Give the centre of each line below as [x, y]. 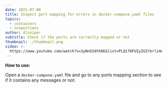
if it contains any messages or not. [41, 80]
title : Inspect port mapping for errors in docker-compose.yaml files [80, 14]
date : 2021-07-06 [23, 10]
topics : [13, 19]
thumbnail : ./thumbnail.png [34, 42]
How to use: [18, 65]
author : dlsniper [23, 33]
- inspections [24, 28]
